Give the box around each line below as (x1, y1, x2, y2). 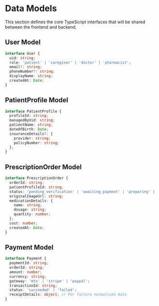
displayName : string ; (9, 74, 53, 79)
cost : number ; (9, 221, 38, 225)
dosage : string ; (14, 207, 47, 212)
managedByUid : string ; (9, 118, 55, 123)
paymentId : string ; (9, 260, 49, 266)
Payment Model (5, 243, 54, 251)
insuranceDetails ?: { (9, 131, 53, 136)
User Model (5, 38, 41, 47)
